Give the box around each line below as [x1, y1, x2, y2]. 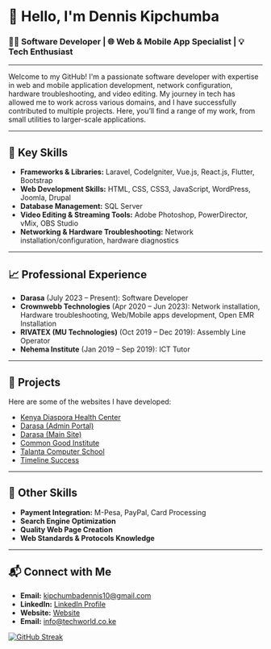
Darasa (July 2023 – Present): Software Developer [19, 293, 189, 303]
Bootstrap [19, 176, 53, 185]
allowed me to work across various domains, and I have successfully [8, 98, 236, 107]
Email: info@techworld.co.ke [19, 616, 117, 626]
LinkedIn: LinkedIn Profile [19, 599, 106, 609]
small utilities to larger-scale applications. [8, 114, 147, 124]
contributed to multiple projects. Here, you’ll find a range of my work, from [8, 106, 256, 116]
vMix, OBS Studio [19, 218, 79, 228]
